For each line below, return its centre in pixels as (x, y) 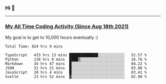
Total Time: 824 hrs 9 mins (34, 46)
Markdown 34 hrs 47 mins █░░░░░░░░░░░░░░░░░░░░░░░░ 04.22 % (76, 64)
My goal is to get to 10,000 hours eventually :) (52, 37)
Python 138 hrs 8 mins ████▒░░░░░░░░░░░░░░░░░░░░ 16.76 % (76, 59)
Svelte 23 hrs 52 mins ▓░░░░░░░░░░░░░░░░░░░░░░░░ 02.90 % (76, 77)
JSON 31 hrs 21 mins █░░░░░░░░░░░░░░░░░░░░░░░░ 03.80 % (76, 68)
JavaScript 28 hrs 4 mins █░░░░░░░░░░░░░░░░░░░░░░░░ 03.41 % (76, 72)
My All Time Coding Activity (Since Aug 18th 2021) (67, 27)
